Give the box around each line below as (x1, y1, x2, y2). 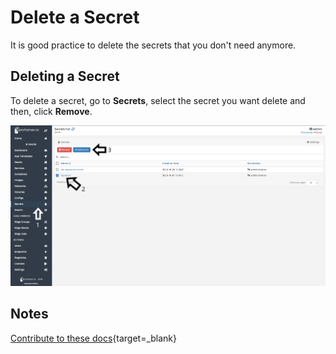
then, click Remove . (10, 105, 93, 117)
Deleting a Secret (10, 68, 120, 85)
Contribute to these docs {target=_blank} (10, 332, 178, 344)
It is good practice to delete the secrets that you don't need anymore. (10, 39, 297, 51)
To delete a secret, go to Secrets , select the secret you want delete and (10, 94, 306, 106)
